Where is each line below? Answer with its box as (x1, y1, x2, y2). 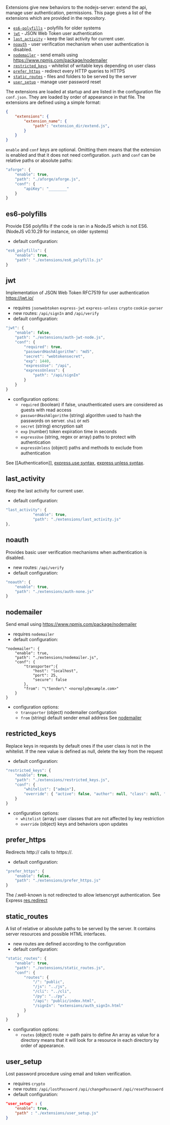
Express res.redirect (6, 897, 48, 903)
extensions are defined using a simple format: (6, 99, 101, 106)
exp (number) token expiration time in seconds (20, 428, 117, 434)
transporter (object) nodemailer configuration (20, 710, 117, 716)
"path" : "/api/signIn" (32, 373, 81, 378)
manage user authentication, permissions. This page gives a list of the (6, 10, 152, 16)
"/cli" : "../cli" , (32, 989, 72, 994)
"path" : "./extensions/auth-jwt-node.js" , (15, 335, 105, 340)
